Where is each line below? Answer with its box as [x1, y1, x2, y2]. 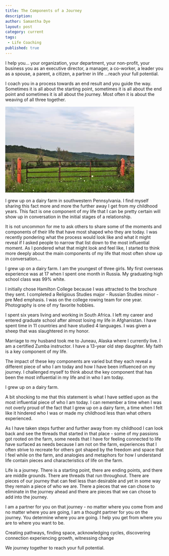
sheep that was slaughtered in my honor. [5, 328, 90, 334]
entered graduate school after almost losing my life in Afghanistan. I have [5, 317, 157, 323]
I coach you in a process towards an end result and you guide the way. [5, 80, 152, 86]
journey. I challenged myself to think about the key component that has [5, 369, 152, 375]
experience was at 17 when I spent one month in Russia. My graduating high [5, 271, 163, 277]
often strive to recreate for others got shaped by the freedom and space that [5, 446, 164, 452]
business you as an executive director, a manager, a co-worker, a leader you [5, 65, 163, 71]
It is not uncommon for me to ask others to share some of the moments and [5, 223, 162, 229]
